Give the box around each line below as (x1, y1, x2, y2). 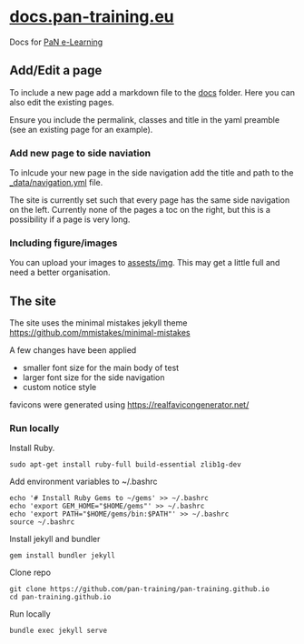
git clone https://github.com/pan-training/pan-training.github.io (9, 585, 270, 594)
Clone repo (9, 567, 52, 579)
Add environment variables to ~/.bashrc (9, 476, 158, 488)
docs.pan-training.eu (9, 6, 174, 27)
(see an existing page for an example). (9, 124, 153, 135)
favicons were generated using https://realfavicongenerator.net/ (9, 399, 250, 410)
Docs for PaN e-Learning (9, 36, 103, 47)
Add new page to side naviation (9, 146, 152, 159)
